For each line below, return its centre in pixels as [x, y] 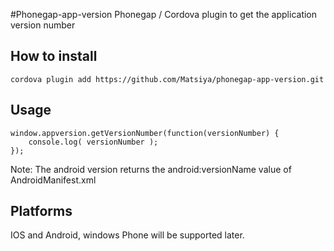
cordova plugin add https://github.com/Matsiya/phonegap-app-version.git [167, 79]
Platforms [41, 211]
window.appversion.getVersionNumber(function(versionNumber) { [145, 133]
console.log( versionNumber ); [93, 142]
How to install [54, 56]
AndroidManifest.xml [53, 180]
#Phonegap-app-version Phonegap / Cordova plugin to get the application [164, 14]
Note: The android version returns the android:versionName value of [151, 169]
